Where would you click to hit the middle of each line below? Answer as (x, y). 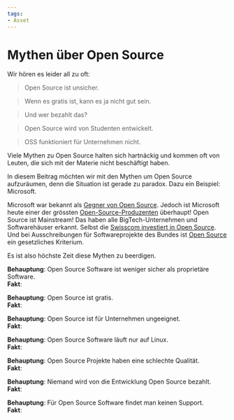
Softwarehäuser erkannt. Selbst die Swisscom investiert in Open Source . (112, 227)
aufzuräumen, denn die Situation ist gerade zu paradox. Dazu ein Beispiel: (114, 184)
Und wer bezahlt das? (56, 115)
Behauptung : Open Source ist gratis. (60, 297)
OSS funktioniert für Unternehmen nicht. (82, 142)
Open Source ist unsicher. (61, 87)
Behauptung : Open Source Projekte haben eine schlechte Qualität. (103, 360)
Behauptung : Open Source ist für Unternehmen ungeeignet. (94, 318)
